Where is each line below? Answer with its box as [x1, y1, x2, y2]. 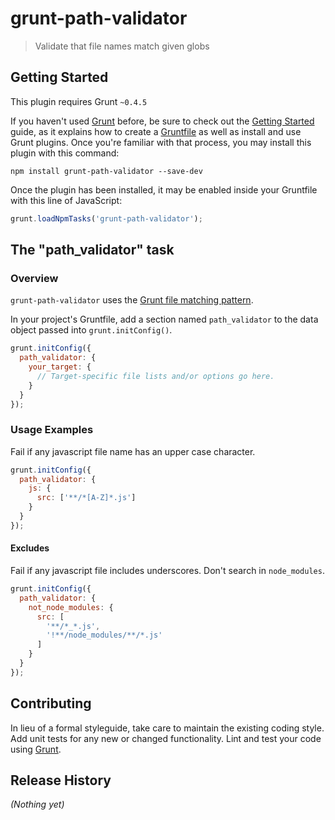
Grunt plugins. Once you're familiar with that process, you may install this [10, 136, 312, 148]
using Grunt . [10, 743, 62, 755]
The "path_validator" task [10, 242, 175, 259]
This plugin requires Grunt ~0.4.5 [10, 95, 148, 107]
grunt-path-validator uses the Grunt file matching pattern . [10, 294, 254, 306]
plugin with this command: [10, 147, 120, 159]
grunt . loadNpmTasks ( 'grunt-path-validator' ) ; [10, 213, 203, 224]
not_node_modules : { [28, 602, 114, 612]
